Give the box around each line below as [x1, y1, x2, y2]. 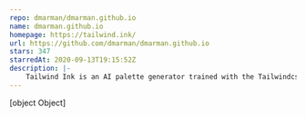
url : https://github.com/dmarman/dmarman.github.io [9, 38, 209, 48]
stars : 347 [9, 47, 51, 56]
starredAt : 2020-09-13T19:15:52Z [9, 55, 137, 64]
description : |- [9, 64, 71, 73]
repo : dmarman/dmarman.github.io [9, 13, 137, 23]
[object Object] [9, 97, 66, 108]
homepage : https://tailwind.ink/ [9, 30, 137, 39]
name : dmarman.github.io [9, 22, 104, 31]
